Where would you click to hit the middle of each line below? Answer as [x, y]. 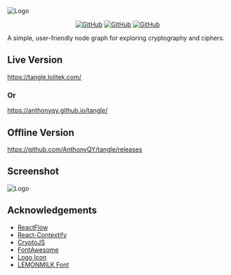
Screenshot [33, 172]
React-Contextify [42, 234]
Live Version [35, 60]
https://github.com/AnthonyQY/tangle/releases [75, 149]
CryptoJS [31, 242]
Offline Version [41, 132]
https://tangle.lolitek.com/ [44, 76]
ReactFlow [33, 227]
